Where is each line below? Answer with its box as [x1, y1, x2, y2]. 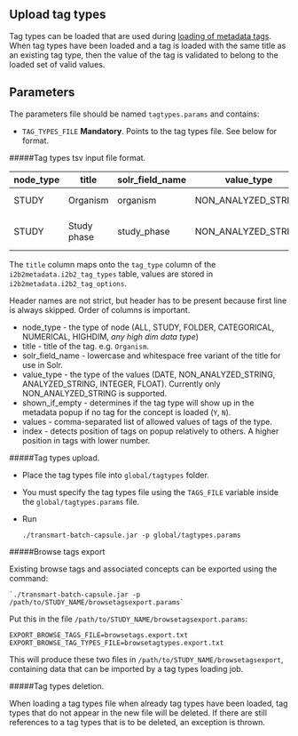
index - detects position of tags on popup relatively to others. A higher [21, 426, 279, 436]
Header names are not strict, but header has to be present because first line [9, 295, 287, 306]
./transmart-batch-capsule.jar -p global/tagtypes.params [21, 531, 241, 540]
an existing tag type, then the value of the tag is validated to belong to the [9, 49, 279, 60]
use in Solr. [21, 359, 64, 370]
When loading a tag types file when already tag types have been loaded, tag [9, 698, 288, 708]
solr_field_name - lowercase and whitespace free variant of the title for [21, 350, 281, 361]
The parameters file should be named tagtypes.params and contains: [9, 108, 260, 119]
